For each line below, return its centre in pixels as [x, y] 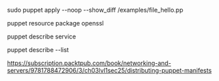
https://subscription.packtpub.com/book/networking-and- [89, 63]
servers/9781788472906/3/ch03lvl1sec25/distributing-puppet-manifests [109, 70]
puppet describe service [42, 36]
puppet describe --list [38, 50]
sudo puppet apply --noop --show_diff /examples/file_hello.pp [95, 10]
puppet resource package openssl [55, 23]
